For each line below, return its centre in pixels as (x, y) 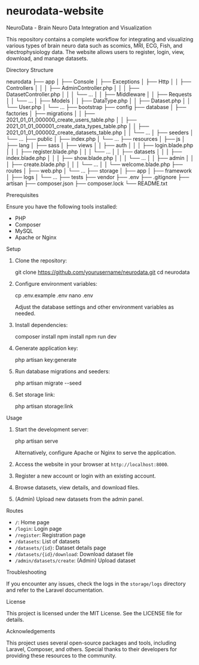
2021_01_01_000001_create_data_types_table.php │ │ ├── (78, 126)
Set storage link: (35, 394)
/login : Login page (38, 528)
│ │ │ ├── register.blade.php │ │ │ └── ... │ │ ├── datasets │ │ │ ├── (94, 152)
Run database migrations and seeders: (62, 371)
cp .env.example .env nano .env (54, 295)
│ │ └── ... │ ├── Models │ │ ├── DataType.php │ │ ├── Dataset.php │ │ (99, 101)
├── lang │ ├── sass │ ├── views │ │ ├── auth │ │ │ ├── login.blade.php (100, 145)
